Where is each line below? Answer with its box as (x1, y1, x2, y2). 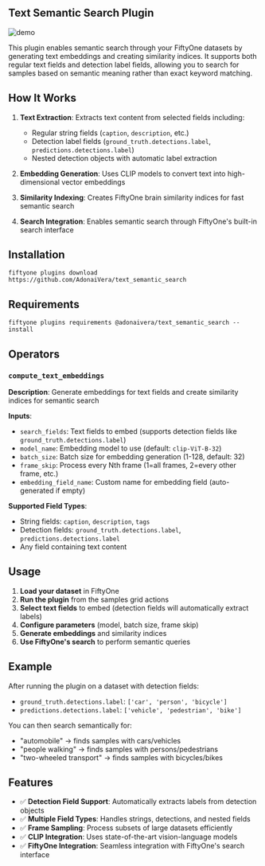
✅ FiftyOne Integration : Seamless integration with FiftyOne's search (19, 841, 245, 851)
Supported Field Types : (8, 501, 88, 510)
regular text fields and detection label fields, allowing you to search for (8, 60, 240, 69)
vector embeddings (61, 177, 126, 186)
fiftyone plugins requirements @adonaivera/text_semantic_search (8, 318, 229, 327)
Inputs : (8, 411, 33, 420)
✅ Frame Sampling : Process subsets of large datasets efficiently (19, 823, 233, 833)
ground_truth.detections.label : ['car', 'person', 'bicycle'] (19, 696, 228, 706)
